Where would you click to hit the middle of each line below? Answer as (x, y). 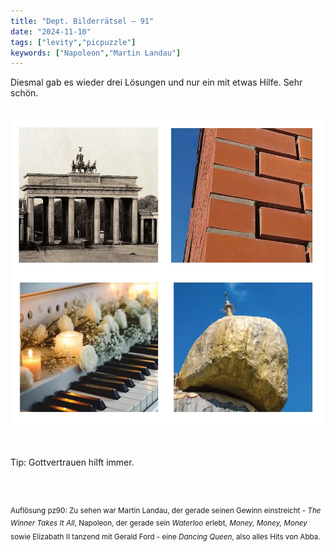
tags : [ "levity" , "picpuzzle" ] (73, 42)
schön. (24, 93)
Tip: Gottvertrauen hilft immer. (72, 462)
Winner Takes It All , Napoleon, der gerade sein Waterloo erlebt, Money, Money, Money (159, 523)
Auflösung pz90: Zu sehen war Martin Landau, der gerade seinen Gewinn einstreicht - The (166, 511)
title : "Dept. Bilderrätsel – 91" (82, 21)
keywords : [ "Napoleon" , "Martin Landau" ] (96, 53)
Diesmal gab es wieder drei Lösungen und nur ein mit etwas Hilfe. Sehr (156, 82)
